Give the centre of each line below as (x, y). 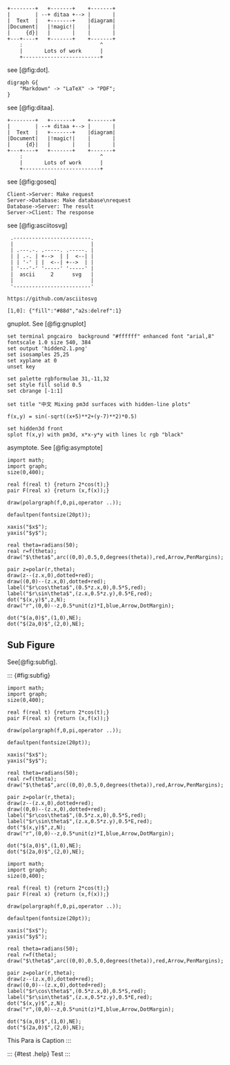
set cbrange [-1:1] (35, 391)
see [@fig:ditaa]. (31, 107)
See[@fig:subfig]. (32, 662)
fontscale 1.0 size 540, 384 (49, 342)
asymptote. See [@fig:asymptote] (55, 448)
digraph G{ (23, 82)
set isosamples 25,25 (38, 355)
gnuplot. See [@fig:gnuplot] (47, 324)
